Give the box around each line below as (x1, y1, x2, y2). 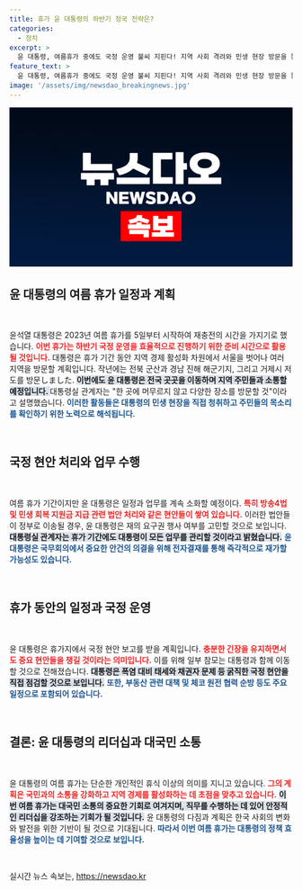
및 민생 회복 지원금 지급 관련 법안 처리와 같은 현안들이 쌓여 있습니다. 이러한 (9, 508, 267, 519)
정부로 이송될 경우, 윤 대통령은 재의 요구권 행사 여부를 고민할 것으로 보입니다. (18, 520, 288, 531)
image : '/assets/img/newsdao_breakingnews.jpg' (9, 81, 191, 90)
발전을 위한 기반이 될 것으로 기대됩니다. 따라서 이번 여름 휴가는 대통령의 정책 (18, 823, 283, 833)
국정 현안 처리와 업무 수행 (9, 454, 141, 470)
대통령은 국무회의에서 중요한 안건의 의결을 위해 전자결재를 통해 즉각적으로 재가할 (9, 543, 288, 553)
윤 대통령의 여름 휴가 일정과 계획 (9, 286, 176, 301)
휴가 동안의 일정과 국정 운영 (9, 600, 151, 616)
